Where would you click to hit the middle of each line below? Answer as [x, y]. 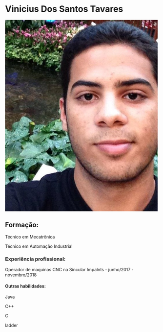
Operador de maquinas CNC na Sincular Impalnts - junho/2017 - [70, 270]
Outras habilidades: [26, 286]
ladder [11, 325]
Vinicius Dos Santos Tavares [64, 9]
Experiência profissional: [35, 259]
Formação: [22, 225]
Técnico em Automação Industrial [39, 246]
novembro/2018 [21, 275]
